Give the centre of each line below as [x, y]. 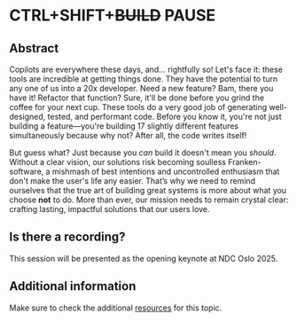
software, [27, 171]
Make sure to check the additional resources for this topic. [116, 308]
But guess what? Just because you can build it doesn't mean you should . [143, 153]
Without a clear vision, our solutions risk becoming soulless [117, 162]
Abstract [34, 48]
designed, [27, 117]
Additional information [73, 286]
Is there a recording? [67, 237]
